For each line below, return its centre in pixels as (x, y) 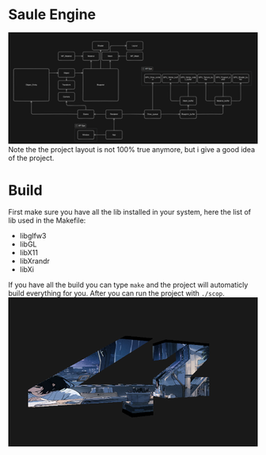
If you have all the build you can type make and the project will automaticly (128, 285)
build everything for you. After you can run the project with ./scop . (117, 293)
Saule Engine (52, 15)
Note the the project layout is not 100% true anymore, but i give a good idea (132, 150)
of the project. (31, 158)
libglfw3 (33, 236)
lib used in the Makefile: (47, 220)
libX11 (28, 253)
